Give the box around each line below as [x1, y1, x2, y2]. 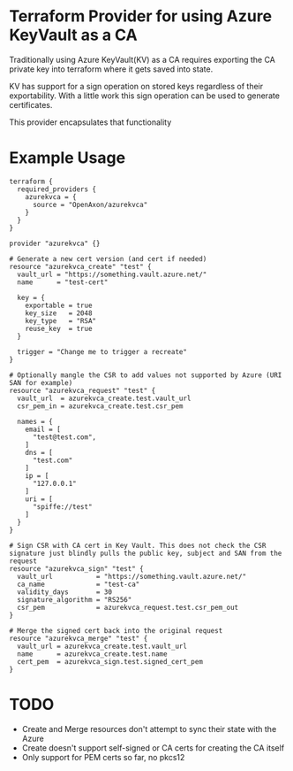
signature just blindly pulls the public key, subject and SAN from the [9, 549, 282, 558]
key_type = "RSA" [25, 316, 97, 325]
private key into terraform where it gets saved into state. [9, 64, 214, 74]
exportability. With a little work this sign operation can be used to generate [9, 90, 281, 101]
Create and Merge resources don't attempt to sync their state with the [21, 723, 277, 734]
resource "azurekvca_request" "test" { [9, 386, 156, 395]
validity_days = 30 [17, 587, 113, 597]
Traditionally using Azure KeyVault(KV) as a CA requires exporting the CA [9, 54, 276, 65]
